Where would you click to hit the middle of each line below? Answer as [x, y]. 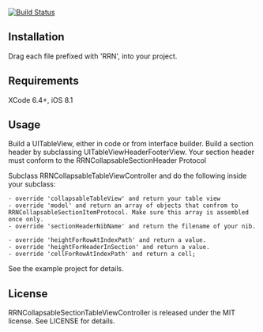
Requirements [43, 81]
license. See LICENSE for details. [62, 321]
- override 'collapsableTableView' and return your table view [115, 199]
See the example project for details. [66, 269]
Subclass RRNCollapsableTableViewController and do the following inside [128, 176]
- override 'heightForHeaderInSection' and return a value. [109, 247]
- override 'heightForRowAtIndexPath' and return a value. [107, 240]
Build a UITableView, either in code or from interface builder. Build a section [131, 144]
